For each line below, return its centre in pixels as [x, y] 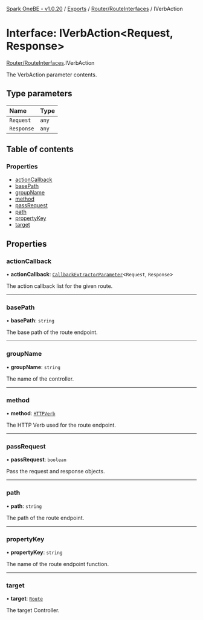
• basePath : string [30, 321]
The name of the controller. [40, 379]
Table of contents [40, 149]
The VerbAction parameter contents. [52, 75]
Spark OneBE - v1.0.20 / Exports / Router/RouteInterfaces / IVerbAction [95, 9]
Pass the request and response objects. [56, 472]
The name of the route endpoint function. [58, 564]
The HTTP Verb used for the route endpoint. [61, 425]
